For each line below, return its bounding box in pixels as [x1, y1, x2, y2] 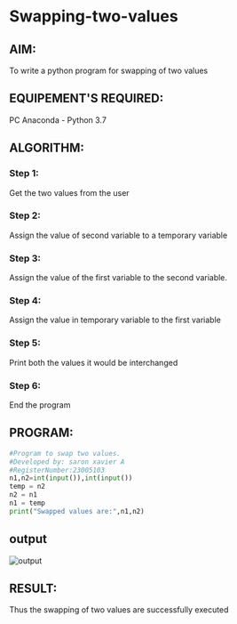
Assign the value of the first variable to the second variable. [9, 272, 228, 283]
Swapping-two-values [9, 6, 179, 27]
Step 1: [9, 167, 39, 180]
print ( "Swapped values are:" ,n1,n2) [9, 506, 145, 515]
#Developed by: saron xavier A [9, 457, 125, 466]
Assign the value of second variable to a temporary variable [9, 230, 228, 240]
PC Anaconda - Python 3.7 [9, 114, 107, 126]
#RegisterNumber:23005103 [9, 466, 105, 474]
